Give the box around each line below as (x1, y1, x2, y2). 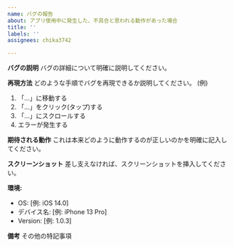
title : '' (7, 23, 37, 31)
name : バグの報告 (7, 10, 53, 18)
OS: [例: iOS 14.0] (17, 199, 69, 207)
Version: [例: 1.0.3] (17, 216, 72, 225)
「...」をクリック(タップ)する (17, 103, 103, 111)
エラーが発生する (17, 120, 68, 129)
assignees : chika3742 (7, 37, 72, 44)
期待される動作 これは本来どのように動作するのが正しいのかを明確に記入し (7, 136, 228, 144)
